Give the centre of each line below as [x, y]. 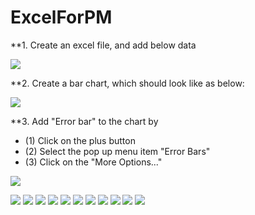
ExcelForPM [61, 17]
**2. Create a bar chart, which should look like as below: [127, 83]
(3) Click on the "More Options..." [93, 162]
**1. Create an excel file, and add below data [103, 45]
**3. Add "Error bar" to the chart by [84, 121]
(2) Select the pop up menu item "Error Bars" [117, 151]
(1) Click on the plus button [80, 140]
